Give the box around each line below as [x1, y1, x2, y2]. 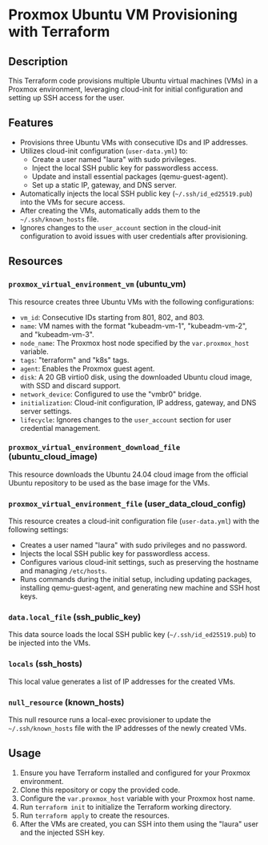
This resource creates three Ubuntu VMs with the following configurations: [8, 297, 254, 307]
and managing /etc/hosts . [19, 566, 108, 575]
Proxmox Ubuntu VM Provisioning [8, 6, 238, 24]
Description [8, 55, 68, 68]
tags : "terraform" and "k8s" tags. [19, 355, 130, 364]
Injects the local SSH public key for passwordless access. [19, 549, 210, 559]
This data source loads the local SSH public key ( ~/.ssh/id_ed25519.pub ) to [8, 630, 256, 640]
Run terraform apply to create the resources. [19, 810, 170, 820]
